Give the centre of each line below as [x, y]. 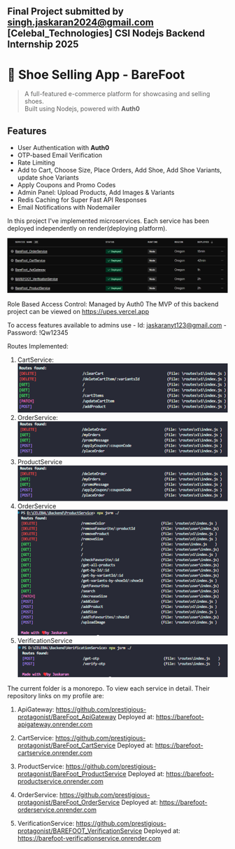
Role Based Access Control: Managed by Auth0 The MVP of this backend [113, 304]
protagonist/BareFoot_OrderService [69, 802]
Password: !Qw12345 [38, 332]
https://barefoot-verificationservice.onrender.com [89, 838]
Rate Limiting [36, 163]
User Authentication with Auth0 [63, 148]
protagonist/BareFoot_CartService [66, 745]
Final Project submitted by [65, 12]
